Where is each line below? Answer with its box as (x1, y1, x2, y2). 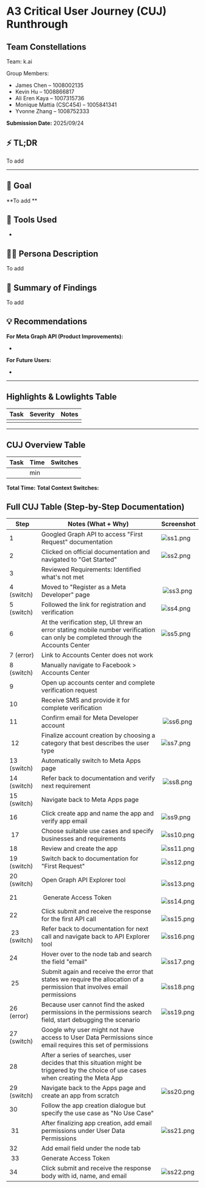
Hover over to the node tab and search (41, 950, 152, 959)
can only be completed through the (41, 633, 142, 642)
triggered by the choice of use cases (41, 1066, 146, 1075)
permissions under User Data (41, 1127, 125, 1135)
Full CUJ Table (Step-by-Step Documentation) (6, 502, 185, 512)
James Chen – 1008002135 (15, 81, 84, 89)
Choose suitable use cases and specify (41, 827, 154, 836)
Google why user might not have (41, 1026, 134, 1034)
